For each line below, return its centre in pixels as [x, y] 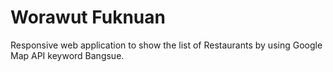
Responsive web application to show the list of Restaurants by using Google [166, 45]
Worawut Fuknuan [88, 17]
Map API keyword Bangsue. [67, 55]
